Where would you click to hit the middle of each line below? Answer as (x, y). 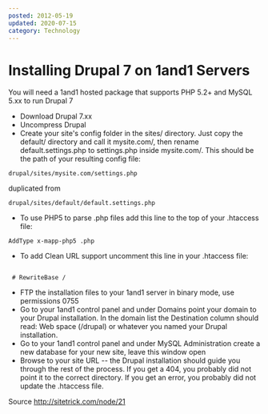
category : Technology (44, 30)
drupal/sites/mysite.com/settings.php (73, 174)
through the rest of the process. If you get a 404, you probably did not (136, 369)
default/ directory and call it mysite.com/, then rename (109, 142)
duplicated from (35, 188)
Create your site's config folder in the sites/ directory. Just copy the (131, 134)
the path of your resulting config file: (80, 159)
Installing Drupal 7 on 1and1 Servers (129, 70)
